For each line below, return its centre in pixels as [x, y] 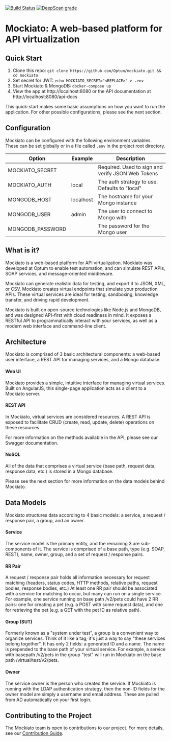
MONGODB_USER [29, 214]
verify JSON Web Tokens [128, 173]
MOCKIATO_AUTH [30, 185]
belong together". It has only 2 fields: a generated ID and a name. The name [85, 644]
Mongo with [112, 217]
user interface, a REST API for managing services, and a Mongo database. [83, 360]
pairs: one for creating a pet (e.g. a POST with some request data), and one [84, 605]
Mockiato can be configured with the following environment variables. [79, 140]
